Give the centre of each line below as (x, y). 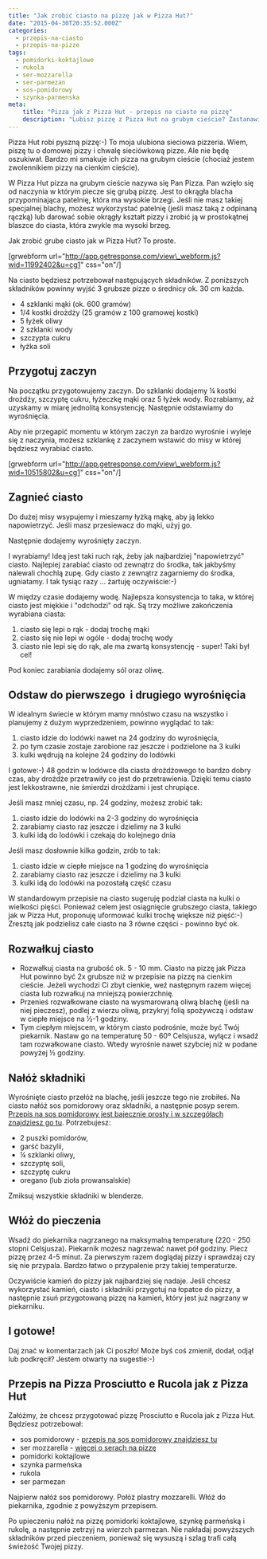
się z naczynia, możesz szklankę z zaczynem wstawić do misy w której (125, 440)
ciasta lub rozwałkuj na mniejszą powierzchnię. (97, 994)
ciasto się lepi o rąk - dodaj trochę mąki (84, 629)
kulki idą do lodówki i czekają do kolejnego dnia (98, 835)
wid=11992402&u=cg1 (44, 265)
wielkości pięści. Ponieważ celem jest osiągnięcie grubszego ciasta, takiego (133, 907)
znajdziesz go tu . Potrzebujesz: (60, 1122)
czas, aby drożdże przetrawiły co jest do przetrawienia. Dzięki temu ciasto (130, 779)
